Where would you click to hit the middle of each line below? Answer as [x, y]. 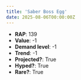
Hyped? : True [32, 65]
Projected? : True [35, 59]
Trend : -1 [26, 53]
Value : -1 [26, 40]
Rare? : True [29, 72]
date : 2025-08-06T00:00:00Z [41, 17]
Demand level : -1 [36, 47]
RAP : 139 [26, 34]
